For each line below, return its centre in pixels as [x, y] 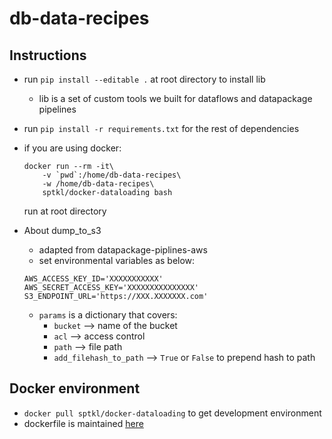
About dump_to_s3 [62, 230]
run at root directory [65, 211]
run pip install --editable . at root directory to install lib [144, 79]
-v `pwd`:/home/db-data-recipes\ [112, 175]
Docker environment [75, 388]
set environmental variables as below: [117, 260]
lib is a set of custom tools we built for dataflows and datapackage [175, 98]
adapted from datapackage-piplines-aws [123, 250]
